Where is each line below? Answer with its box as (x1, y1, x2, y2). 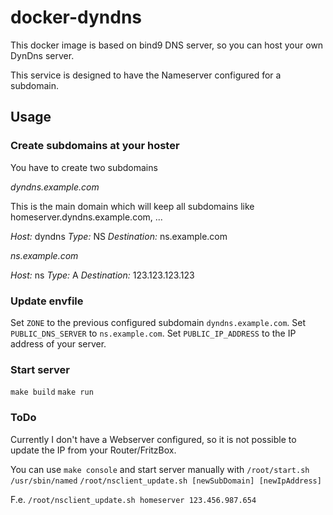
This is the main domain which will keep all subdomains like (10, 200, 255, 212)
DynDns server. (10, 49, 75, 61)
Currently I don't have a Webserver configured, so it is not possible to (10, 433, 297, 445)
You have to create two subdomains (10, 161, 158, 173)
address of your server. (10, 337, 107, 350)
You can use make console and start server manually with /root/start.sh (10, 463, 310, 475)
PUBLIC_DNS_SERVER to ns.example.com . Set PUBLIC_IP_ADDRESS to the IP (10, 327, 297, 339)
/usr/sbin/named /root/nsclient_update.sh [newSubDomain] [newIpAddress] (10, 476, 322, 486)
